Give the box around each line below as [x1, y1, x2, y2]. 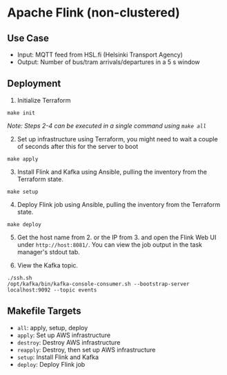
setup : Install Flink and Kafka [17, 353, 99, 361]
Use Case [7, 32, 50, 44]
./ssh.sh [7, 274, 32, 281]
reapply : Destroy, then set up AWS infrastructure [17, 345, 156, 354]
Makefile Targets [7, 305, 81, 317]
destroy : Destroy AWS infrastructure [17, 338, 121, 346]
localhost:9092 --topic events [7, 286, 97, 294]
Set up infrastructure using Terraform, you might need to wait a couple [17, 134, 219, 143]
